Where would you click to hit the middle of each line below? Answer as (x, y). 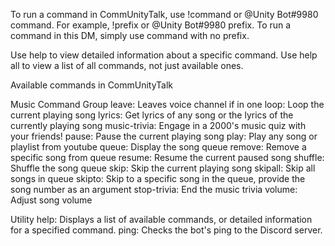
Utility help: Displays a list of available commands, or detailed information (161, 219)
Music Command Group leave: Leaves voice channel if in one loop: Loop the (167, 104)
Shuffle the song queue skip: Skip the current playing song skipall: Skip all (163, 168)
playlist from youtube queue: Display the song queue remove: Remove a (158, 147)
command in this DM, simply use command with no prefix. (130, 35)
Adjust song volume (51, 200)
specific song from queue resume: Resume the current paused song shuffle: (167, 157)
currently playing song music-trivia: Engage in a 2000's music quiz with (158, 125)
